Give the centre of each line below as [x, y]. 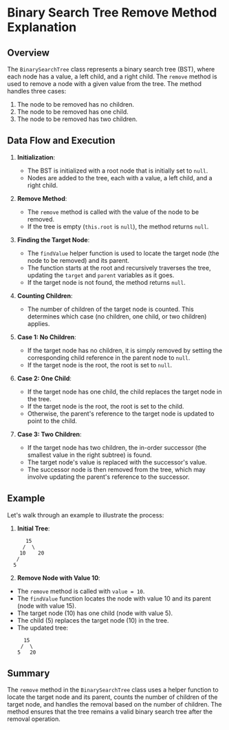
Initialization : [36, 157]
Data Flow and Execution [61, 141]
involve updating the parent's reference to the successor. [109, 477]
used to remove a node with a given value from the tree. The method [104, 84]
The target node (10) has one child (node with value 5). [95, 613]
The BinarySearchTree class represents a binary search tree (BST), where [111, 69]
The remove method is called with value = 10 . [81, 591]
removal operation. [34, 719]
